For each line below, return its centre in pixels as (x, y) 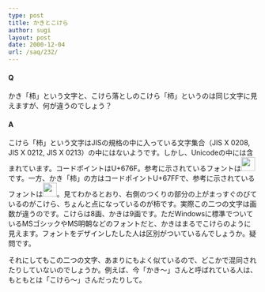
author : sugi (30, 30)
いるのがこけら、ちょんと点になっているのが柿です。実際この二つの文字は (129, 204)
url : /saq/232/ (33, 52)
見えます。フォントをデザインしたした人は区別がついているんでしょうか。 (129, 234)
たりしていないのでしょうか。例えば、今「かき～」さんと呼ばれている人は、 (132, 270)
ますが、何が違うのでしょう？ (63, 106)
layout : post (30, 37)
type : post (26, 15)
